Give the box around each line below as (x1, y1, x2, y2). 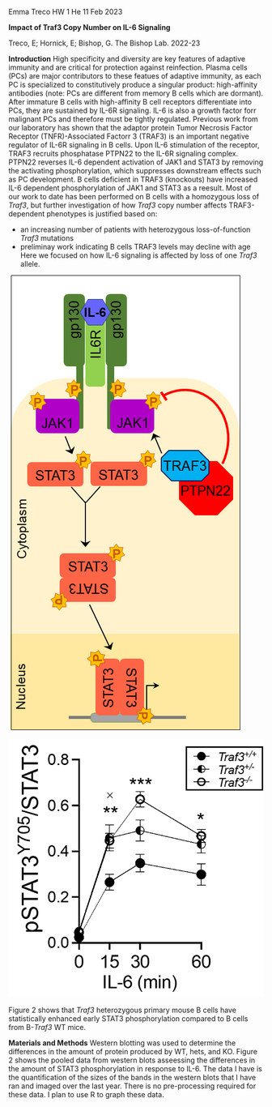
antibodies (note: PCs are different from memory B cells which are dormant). (8, 88, 264, 98)
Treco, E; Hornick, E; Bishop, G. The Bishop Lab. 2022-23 (8, 38, 201, 48)
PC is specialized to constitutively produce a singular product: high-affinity (8, 80, 257, 89)
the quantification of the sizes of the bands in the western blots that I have (8, 1073, 257, 1083)
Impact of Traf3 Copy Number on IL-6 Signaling (8, 23, 171, 32)
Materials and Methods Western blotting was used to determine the (8, 1038, 236, 1048)
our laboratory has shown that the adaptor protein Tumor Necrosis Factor (8, 123, 253, 132)
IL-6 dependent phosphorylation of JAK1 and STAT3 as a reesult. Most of (8, 183, 253, 193)
